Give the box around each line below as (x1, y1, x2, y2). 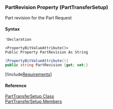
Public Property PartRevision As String (5, 50, 89, 54)
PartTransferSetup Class (5, 93, 55, 99)
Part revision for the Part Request (5, 15, 72, 21)
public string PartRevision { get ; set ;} (5, 63, 89, 68)
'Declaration (5, 37, 32, 42)
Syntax (5, 26, 20, 32)
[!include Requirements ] (5, 72, 52, 77)
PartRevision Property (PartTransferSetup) (5, 4, 109, 11)
